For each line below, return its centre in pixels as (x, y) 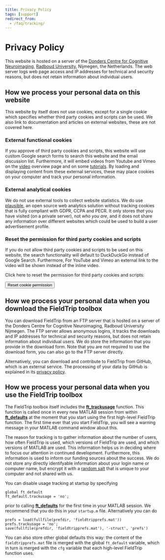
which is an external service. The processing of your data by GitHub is (76, 367)
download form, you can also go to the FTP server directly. (65, 352)
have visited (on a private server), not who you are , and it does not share (79, 216)
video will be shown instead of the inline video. (52, 265)
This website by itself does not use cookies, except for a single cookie (76, 112)
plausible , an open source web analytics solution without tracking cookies (80, 205)
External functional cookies (39, 140)
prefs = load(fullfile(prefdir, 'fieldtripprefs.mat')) (63, 520)
